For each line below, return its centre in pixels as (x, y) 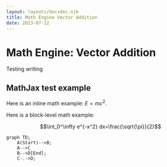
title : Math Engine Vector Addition (52, 17)
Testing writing (25, 69)
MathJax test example (48, 88)
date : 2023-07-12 (28, 23)
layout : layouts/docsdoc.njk (42, 12)
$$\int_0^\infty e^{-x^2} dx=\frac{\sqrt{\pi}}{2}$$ (101, 126)
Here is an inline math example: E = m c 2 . (57, 103)
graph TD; (19, 137)
